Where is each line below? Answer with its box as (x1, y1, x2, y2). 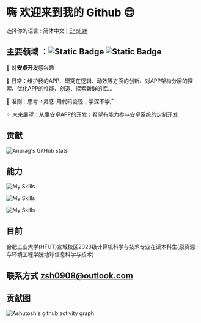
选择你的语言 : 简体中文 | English (6, 27, 88, 34)
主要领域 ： (6, 46, 49, 57)
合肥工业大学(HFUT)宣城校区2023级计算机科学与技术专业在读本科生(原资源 (6, 243, 196, 251)
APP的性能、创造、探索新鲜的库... (27, 84, 113, 92)
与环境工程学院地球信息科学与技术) (6, 251, 95, 258)
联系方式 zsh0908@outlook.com (6, 270, 133, 281)
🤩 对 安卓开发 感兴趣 (6, 64, 55, 71)
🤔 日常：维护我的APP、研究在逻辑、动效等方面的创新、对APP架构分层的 (6, 77, 188, 84)
